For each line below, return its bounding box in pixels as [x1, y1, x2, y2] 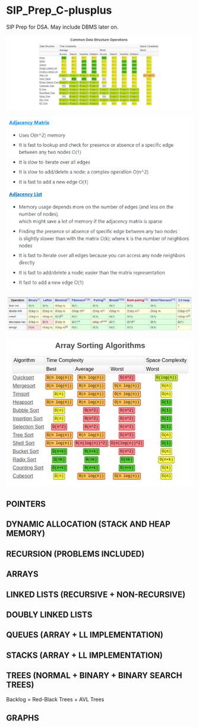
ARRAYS [6, 569, 39, 579]
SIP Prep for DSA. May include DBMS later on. [6, 23, 119, 30]
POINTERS [6, 499, 46, 509]
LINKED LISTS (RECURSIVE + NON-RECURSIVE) [6, 589, 186, 599]
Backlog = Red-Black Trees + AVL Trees [6, 695, 105, 703]
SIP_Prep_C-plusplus [6, 4, 112, 17]
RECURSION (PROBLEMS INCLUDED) [6, 549, 145, 559]
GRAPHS [6, 713, 40, 723]
